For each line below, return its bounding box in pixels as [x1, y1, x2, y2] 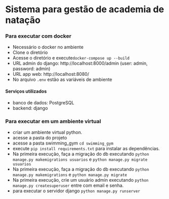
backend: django [12, 105, 48, 111]
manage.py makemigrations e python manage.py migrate [12, 172, 127, 178]
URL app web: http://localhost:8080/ [12, 71, 89, 77]
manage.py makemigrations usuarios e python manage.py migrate [12, 156, 148, 162]
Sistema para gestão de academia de [5, 4, 164, 15]
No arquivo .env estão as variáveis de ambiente [12, 76, 113, 82]
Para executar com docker [5, 33, 72, 40]
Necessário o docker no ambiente [12, 44, 84, 50]
